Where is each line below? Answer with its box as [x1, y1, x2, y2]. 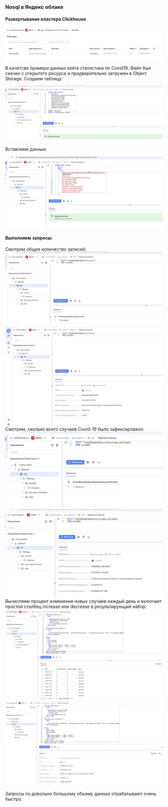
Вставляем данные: [5, 146, 47, 152]
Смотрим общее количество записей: [5, 246, 86, 252]
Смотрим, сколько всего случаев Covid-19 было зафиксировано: [5, 426, 144, 432]
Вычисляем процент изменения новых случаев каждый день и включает [5, 598, 162, 604]
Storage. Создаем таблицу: [5, 75, 63, 81]
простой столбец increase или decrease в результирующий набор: [5, 603, 147, 609]
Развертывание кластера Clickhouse [5, 16, 86, 22]
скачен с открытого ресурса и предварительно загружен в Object [5, 70, 147, 76]
